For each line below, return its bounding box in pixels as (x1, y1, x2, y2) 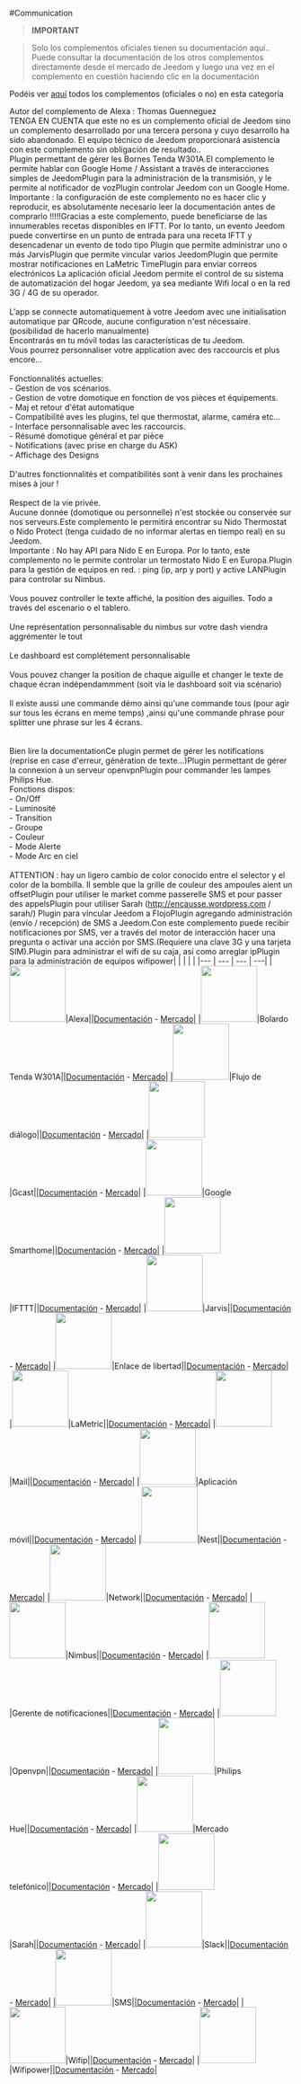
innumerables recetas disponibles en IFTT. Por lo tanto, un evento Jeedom (9, 220, 286, 231)
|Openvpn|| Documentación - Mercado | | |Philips (9, 1766, 242, 1776)
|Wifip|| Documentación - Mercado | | (66, 2055, 200, 2065)
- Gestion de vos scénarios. (9, 383, 112, 394)
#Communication (9, 8, 74, 18)
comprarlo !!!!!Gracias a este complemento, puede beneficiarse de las (9, 211, 268, 221)
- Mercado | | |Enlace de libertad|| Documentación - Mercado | (9, 1361, 289, 1371)
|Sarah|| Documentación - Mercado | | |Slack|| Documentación (9, 1939, 289, 1949)
